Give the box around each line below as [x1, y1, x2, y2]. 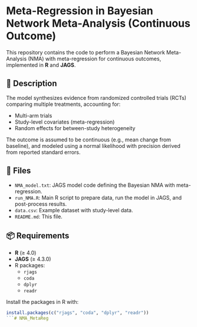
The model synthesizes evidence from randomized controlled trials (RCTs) [6, 94, 187, 101]
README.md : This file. [14, 213, 63, 220]
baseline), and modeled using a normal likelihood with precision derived [6, 142, 181, 149]
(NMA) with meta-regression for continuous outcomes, [28, 55, 161, 62]
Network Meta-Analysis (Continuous [6, 17, 191, 30]
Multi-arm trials [14, 112, 52, 119]
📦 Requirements [6, 231, 70, 241]
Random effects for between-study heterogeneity [14, 124, 136, 131]
